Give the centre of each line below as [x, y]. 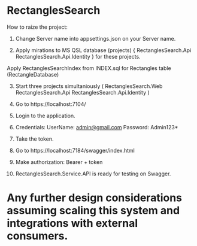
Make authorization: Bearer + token [59, 162]
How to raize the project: [37, 27]
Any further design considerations [94, 198]
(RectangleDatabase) [33, 74]
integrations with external [72, 224]
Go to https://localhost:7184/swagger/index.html [75, 150]
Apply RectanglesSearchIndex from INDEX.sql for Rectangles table [89, 68]
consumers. [37, 236]
